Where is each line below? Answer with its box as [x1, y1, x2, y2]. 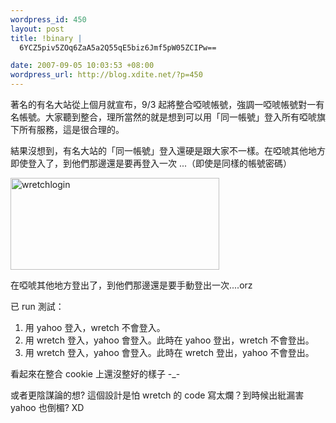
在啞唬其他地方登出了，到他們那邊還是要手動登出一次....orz [10, 279, 253, 291]
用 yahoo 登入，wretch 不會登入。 [24, 322, 166, 333]
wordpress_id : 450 [10, 14, 87, 25]
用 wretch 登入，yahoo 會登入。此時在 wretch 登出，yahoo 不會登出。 [24, 347, 315, 358]
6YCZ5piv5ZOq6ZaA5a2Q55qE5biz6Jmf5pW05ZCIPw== [19, 42, 217, 53]
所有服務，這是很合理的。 [18, 124, 125, 135]
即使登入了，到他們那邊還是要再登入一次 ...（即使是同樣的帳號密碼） [10, 157, 293, 169]
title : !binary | [10, 33, 83, 43]
